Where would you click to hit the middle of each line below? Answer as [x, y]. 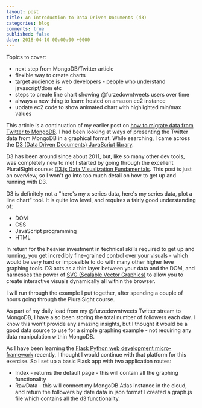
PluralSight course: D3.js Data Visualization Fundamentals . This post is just [99, 169]
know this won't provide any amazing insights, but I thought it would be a [97, 324]
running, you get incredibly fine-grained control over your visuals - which [97, 255]
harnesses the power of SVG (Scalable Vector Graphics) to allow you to [95, 275]
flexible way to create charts [50, 75]
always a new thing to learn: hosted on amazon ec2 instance [90, 101]
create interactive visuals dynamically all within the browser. [81, 281]
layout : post [23, 12]
